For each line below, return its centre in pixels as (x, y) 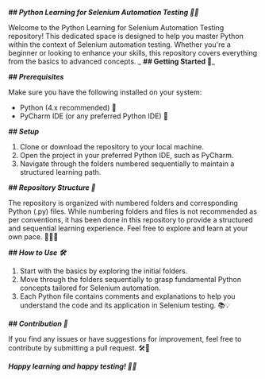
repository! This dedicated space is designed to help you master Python (126, 36)
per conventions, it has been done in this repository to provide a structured (131, 220)
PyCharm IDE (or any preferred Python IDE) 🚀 (94, 116)
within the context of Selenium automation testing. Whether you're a (120, 44)
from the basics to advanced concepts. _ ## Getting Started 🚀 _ (112, 61)
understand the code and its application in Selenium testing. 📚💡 (125, 305)
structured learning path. (60, 172)
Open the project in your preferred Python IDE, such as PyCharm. (127, 155)
